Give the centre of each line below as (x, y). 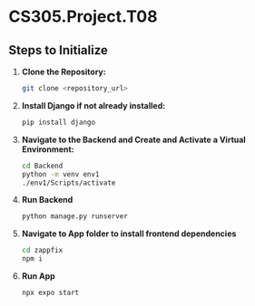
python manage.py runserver (74, 216)
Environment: (48, 149)
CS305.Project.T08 (83, 17)
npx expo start (50, 292)
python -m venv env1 (60, 174)
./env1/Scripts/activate (69, 183)
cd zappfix (42, 251)
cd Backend (42, 166)
